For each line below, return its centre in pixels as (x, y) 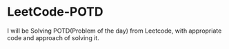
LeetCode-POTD (55, 12)
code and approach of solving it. (53, 37)
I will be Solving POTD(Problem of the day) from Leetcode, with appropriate (114, 31)
